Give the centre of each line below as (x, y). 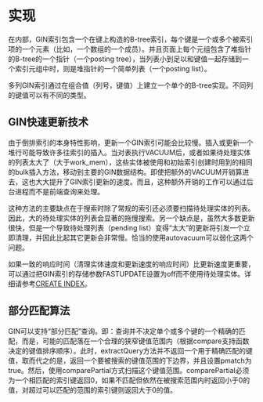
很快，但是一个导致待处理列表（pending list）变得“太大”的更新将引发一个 (126, 227)
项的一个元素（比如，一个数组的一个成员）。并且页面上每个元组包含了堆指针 (130, 49)
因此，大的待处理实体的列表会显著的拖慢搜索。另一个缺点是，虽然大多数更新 (131, 218)
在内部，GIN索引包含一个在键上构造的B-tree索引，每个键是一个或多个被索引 (131, 39)
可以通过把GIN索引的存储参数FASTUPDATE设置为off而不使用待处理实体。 (126, 273)
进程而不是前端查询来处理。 (59, 191)
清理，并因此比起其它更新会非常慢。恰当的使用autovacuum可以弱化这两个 (134, 237)
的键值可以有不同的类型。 (49, 95)
